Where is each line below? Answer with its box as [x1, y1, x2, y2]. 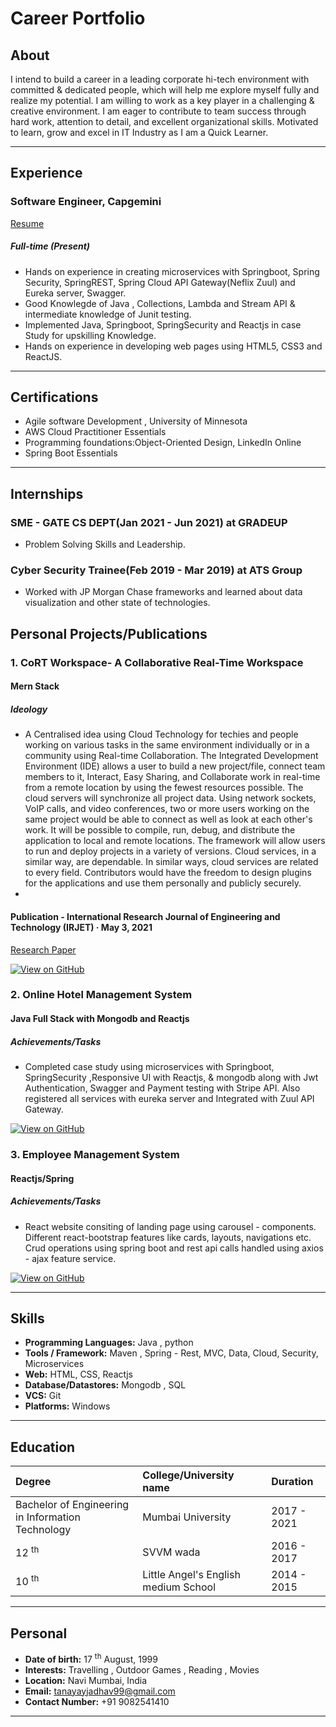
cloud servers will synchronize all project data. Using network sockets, [24, 792, 317, 804]
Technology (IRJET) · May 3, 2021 [10, 921, 153, 933]
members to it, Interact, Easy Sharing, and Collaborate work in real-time [24, 771, 321, 783]
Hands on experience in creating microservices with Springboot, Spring [24, 265, 320, 277]
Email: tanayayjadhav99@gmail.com [24, 1685, 176, 1697]
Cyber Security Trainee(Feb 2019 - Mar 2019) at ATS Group [10, 563, 303, 577]
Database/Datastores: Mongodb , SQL [24, 1379, 187, 1391]
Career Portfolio [10, 7, 146, 30]
